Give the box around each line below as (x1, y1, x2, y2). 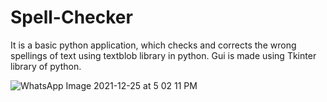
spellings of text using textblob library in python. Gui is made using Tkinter (10, 49, 317, 61)
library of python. (10, 60, 82, 72)
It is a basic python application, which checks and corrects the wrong (10, 39, 297, 51)
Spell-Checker (10, 6, 133, 29)
